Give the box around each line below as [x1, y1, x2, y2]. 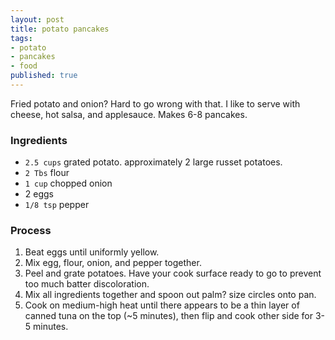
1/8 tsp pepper [24, 199, 90, 211]
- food [10, 61, 38, 71]
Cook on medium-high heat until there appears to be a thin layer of [24, 299, 300, 311]
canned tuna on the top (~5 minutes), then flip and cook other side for [24, 310, 313, 322]
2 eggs [24, 188, 54, 200]
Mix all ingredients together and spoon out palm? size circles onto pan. [24, 289, 317, 301]
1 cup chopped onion [24, 177, 113, 190]
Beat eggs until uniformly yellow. [24, 246, 160, 258]
